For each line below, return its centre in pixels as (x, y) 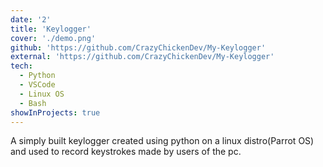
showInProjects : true (55, 112)
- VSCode (37, 85)
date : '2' (31, 19)
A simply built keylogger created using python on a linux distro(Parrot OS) (162, 141)
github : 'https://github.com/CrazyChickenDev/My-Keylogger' (138, 47)
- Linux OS (42, 94)
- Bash (33, 103)
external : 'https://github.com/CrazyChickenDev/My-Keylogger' (142, 57)
